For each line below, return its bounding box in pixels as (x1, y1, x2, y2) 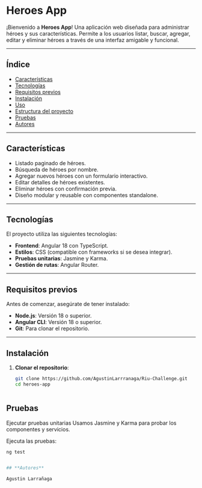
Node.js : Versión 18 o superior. (14, 312, 92, 319)
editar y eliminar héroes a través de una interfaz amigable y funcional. (6, 36, 179, 43)
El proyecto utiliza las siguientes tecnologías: (6, 230, 117, 238)
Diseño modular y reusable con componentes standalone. (14, 191, 158, 199)
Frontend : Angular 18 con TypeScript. (14, 242, 109, 249)
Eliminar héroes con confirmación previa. (14, 185, 117, 192)
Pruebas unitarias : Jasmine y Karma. (14, 255, 108, 262)
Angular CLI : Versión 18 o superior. (14, 319, 102, 326)
